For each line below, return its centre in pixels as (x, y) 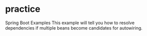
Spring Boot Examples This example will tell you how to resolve (70, 23)
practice (23, 9)
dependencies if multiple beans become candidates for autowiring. (74, 28)
